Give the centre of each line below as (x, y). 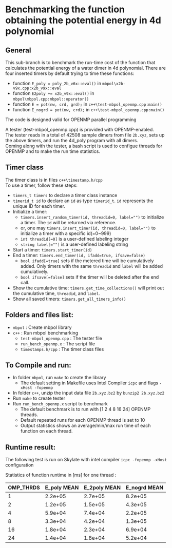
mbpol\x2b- (114, 84)
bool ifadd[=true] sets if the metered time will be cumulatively (87, 261)
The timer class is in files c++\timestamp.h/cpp (54, 180)
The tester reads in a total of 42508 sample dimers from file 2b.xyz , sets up (85, 135)
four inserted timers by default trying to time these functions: (70, 73)
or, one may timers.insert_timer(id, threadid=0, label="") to (88, 228)
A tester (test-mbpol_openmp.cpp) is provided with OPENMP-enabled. (80, 130)
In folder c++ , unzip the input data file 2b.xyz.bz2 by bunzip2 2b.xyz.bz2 (89, 393)
